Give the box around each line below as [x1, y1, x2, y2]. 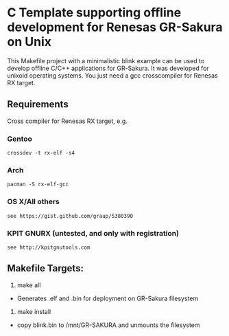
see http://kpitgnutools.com [7, 244, 91, 251]
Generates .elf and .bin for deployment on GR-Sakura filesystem [16, 294, 199, 302]
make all [16, 280, 41, 289]
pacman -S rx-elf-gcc [7, 181, 69, 188]
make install [16, 307, 51, 315]
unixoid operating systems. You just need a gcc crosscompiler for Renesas [7, 71, 218, 80]
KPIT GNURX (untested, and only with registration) [7, 228, 180, 238]
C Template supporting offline [7, 5, 182, 21]
